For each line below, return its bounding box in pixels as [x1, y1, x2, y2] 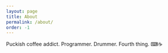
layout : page [6, 8, 38, 14]
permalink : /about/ [6, 19, 54, 25]
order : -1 [6, 24, 30, 31]
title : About [6, 14, 38, 20]
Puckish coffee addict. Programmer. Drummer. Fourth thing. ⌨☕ [6, 41, 163, 48]
